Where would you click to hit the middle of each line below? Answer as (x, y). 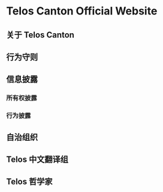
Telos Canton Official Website (82, 11)
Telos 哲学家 (29, 182)
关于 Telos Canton (40, 35)
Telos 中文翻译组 (37, 159)
